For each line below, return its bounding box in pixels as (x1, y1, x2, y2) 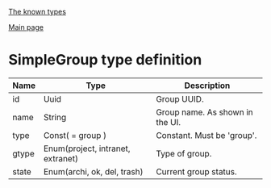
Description (184, 80, 231, 91)
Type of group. (156, 148, 212, 159)
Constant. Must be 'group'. (156, 129, 257, 140)
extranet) (43, 152, 79, 164)
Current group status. (156, 165, 238, 177)
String (43, 111, 67, 123)
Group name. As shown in (156, 107, 254, 118)
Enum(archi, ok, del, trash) (43, 165, 144, 177)
